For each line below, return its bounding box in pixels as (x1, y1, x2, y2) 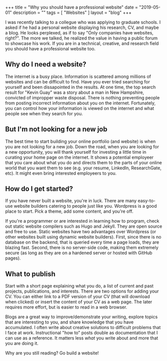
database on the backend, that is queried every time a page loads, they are (5, 239, 160, 245)
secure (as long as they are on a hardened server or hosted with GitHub (5, 250, 153, 256)
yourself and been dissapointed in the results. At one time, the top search (5, 84, 156, 90)
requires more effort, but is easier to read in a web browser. (5, 304, 128, 310)
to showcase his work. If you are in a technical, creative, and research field (5, 40, 159, 46)
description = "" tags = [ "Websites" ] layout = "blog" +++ (12, 9, 132, 15)
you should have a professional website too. (5, 46, 96, 51)
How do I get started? (5, 185, 73, 193)
